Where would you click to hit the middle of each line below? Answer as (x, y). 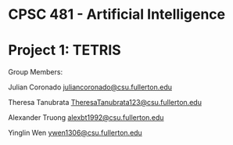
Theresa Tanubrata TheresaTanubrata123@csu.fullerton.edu (105, 103)
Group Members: (36, 72)
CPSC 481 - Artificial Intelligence (116, 14)
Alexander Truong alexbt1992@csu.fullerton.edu (86, 118)
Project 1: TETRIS (65, 51)
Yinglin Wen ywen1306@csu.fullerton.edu (75, 133)
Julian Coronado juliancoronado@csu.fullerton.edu (90, 87)
